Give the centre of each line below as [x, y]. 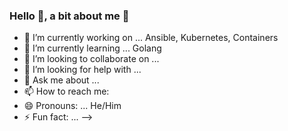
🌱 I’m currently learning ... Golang [92, 48]
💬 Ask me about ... [61, 80]
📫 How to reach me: [66, 91]
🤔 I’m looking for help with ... [82, 70]
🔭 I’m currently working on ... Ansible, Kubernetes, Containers [151, 38]
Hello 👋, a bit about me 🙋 [69, 16]
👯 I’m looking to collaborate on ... [91, 59]
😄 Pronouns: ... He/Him [72, 106]
